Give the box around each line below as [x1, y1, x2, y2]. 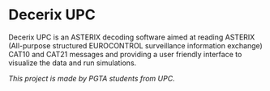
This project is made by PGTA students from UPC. [8, 73, 176, 83]
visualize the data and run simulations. [8, 58, 137, 68]
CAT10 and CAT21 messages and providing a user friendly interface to [8, 49, 242, 59]
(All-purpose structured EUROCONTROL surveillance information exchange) [8, 40, 264, 50]
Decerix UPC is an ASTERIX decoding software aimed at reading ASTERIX [8, 32, 255, 42]
